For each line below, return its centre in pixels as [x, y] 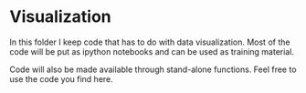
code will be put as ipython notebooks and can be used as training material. [152, 51]
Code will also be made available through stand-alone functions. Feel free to [153, 69]
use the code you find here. [62, 78]
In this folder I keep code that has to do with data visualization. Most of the [150, 42]
